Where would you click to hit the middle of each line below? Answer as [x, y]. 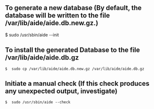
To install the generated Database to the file [72, 50]
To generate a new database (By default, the [73, 8]
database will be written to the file [58, 16]
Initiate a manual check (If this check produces [77, 84]
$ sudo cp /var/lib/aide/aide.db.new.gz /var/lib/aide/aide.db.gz [75, 69]
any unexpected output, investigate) [61, 91]
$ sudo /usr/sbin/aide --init [32, 35]
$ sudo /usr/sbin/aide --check [38, 102]
